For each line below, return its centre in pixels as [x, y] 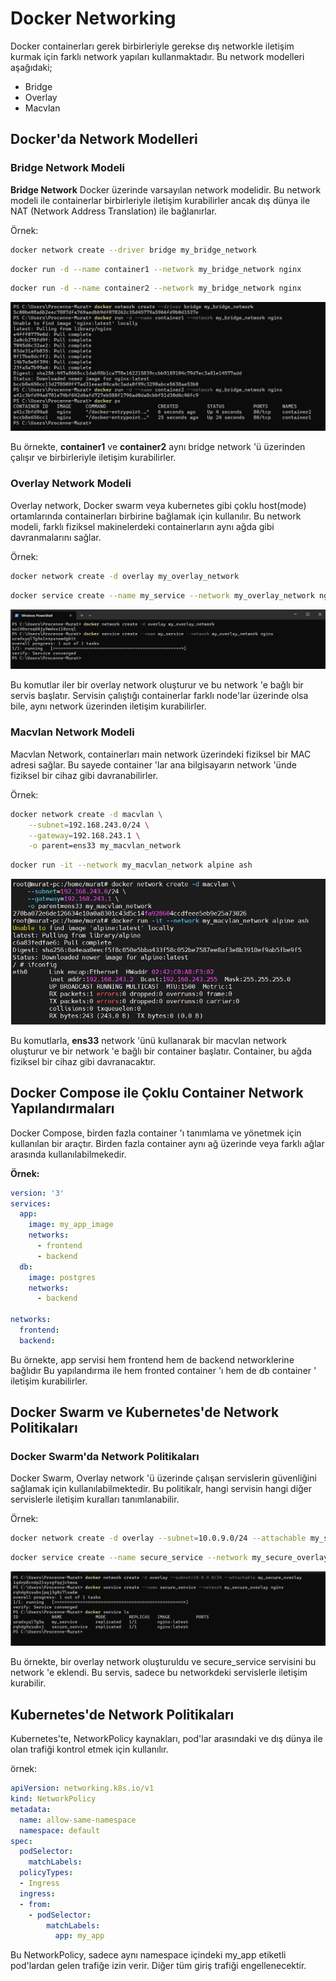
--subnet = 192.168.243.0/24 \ [89, 825]
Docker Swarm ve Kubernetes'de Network [145, 1412]
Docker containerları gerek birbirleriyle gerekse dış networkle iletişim [152, 46]
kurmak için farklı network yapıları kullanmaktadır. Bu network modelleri [157, 56]
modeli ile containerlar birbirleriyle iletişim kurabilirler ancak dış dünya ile [160, 200]
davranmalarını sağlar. [56, 537]
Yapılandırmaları [62, 1108]
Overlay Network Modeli [71, 484]
